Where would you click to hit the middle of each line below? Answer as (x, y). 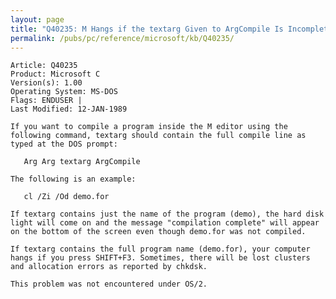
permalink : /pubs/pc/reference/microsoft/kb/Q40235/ (122, 38)
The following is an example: (73, 179)
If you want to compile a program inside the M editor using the (149, 127)
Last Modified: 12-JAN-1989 (69, 109)
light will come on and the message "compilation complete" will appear (165, 223)
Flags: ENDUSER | (46, 101)
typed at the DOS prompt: (64, 144)
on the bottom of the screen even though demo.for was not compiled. (158, 232)
